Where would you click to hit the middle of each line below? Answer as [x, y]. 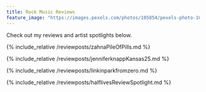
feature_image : [26, 18]
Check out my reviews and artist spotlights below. [69, 35]
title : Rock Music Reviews [41, 12]
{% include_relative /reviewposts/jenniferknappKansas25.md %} [88, 58]
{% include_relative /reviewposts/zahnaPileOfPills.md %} [78, 47]
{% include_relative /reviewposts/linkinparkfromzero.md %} [82, 70]
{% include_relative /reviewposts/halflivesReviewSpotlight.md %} [89, 82]
